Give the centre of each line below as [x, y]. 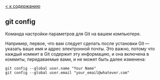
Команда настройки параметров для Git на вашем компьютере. [73, 34]
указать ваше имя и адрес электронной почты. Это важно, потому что [80, 49]
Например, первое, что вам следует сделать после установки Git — [77, 43]
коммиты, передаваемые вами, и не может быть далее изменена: [76, 59]
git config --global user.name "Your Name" [51, 68]
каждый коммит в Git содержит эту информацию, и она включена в [77, 54]
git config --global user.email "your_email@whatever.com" [67, 73]
